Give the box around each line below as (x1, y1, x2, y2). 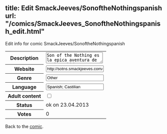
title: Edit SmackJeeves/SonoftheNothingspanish (5, 4, 163, 12)
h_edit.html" (5, 27, 45, 36)
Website (14, 66, 35, 73)
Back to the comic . (5, 124, 44, 130)
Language (12, 84, 36, 91)
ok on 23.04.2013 (45, 102, 89, 109)
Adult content (7, 93, 41, 100)
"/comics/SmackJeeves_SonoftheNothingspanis (5, 19, 161, 28)
